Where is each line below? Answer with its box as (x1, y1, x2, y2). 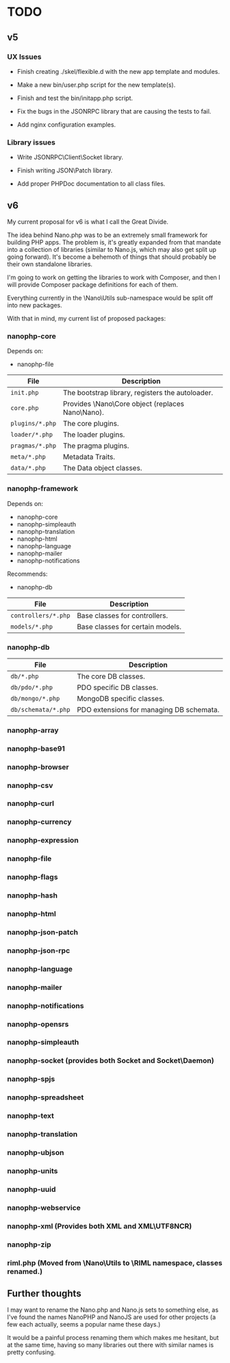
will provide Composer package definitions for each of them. (7, 280, 179, 288)
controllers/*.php (10, 611, 71, 620)
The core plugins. (62, 419, 119, 429)
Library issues (7, 138, 56, 147)
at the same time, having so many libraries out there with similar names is (7, 1341, 214, 1349)
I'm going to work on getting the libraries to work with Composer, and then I (7, 273, 220, 281)
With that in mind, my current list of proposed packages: (7, 314, 166, 322)
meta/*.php (10, 453, 46, 461)
